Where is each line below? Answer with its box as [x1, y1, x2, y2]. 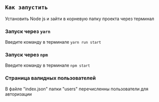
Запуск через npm [5, 51, 48, 58]
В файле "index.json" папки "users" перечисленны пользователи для [5, 86, 148, 92]
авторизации [5, 91, 32, 97]
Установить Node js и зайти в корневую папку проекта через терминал [5, 16, 155, 22]
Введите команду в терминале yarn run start [5, 39, 101, 45]
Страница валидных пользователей [5, 75, 96, 81]
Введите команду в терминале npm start [5, 62, 91, 68]
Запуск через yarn [5, 28, 50, 35]
